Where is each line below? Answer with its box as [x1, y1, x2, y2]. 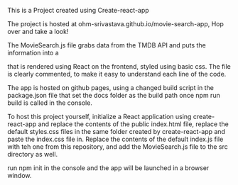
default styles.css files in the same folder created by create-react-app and [7, 128, 226, 135]
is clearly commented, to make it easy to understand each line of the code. [7, 70, 227, 78]
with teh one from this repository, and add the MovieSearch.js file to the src [7, 142, 229, 151]
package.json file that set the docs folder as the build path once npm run [7, 91, 220, 99]
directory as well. [7, 150, 58, 158]
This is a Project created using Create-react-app [7, 6, 149, 14]
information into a [7, 49, 59, 57]
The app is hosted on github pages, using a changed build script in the [7, 84, 215, 91]
